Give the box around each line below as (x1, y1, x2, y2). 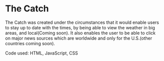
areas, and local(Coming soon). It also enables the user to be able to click (5, 30, 156, 36)
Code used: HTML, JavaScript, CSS (5, 50, 79, 56)
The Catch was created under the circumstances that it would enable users (5, 19, 159, 25)
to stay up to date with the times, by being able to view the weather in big (5, 24, 156, 30)
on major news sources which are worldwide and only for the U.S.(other (5, 35, 153, 41)
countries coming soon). (5, 40, 56, 46)
